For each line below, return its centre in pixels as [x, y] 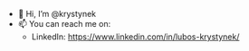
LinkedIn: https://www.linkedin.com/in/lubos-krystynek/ [135, 37]
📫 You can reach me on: [64, 24]
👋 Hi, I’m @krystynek [57, 14]
